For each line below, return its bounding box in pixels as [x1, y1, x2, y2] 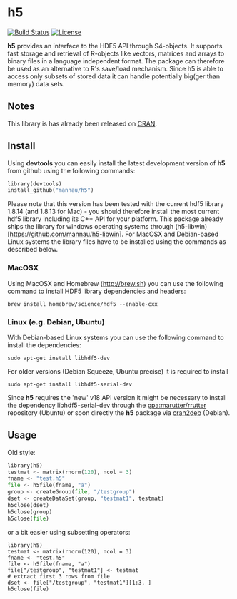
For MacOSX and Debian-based [124, 230, 219, 239]
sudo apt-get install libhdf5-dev [7, 354, 111, 362]
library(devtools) [7, 180, 62, 188]
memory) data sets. [7, 79, 65, 88]
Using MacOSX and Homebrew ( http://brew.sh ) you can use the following [7, 279, 223, 287]
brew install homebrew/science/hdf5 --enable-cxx [7, 300, 158, 307]
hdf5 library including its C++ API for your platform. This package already [7, 215, 223, 223]
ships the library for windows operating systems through [7, 222, 173, 231]
